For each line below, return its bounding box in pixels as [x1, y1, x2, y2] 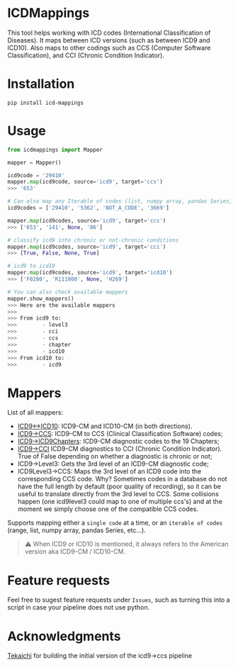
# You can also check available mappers [7, 288, 129, 296]
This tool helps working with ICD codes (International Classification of [7, 28, 211, 37]
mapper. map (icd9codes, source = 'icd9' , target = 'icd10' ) [7, 269, 173, 276]
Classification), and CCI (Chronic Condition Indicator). [7, 51, 165, 60]
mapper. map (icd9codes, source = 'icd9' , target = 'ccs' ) [7, 217, 166, 224]
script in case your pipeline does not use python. [7, 603, 150, 612]
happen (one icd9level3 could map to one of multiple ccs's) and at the [17, 498, 223, 506]
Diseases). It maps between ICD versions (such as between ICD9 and [7, 35, 210, 44]
